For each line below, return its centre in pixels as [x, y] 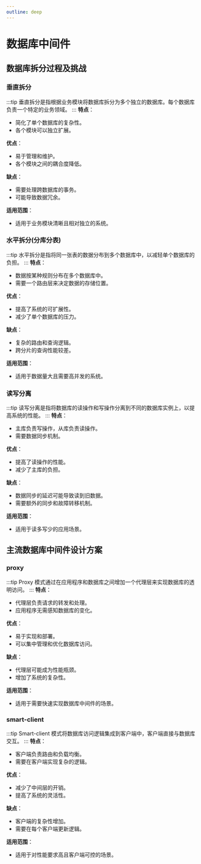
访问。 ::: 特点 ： [31, 589]
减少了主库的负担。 [39, 470]
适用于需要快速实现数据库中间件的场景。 [66, 703]
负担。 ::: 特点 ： [26, 262]
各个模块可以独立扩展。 [44, 130]
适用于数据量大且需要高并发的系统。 [61, 376]
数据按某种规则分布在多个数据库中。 [61, 275]
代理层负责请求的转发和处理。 [52, 602]
